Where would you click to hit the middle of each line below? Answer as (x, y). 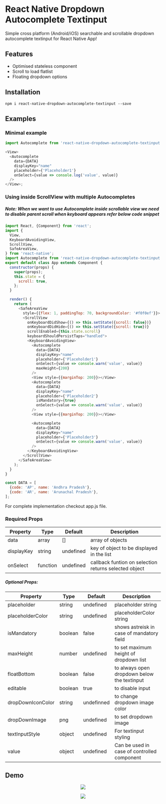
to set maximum (133, 648)
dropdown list (130, 660)
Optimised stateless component (45, 66)
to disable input (132, 688)
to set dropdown (134, 717)
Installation (23, 92)
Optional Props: (22, 582)
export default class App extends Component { (54, 263)
